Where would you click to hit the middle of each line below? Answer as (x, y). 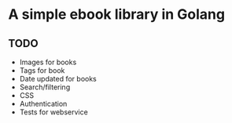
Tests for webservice (53, 112)
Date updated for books (58, 79)
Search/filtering (45, 87)
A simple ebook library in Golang (117, 14)
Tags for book (42, 71)
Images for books (48, 62)
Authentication (43, 104)
